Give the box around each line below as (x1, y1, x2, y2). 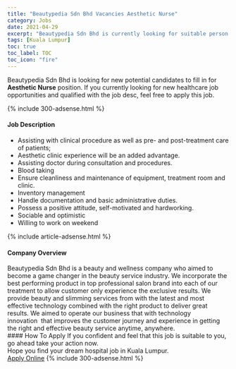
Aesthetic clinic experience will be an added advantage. (17, 151, 180, 159)
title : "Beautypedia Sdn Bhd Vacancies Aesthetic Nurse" (7, 10, 178, 18)
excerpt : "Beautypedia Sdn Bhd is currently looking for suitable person (7, 30, 229, 37)
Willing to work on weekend (17, 218, 99, 226)
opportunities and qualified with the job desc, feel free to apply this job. (7, 90, 215, 99)
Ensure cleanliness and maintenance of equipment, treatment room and (17, 174, 225, 182)
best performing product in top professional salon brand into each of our (7, 279, 218, 288)
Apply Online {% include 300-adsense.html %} (7, 354, 144, 363)
